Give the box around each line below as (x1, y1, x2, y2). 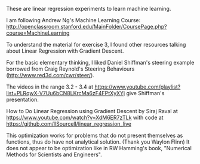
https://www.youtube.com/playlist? (94, 83, 181, 90)
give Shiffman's (126, 90, 165, 96)
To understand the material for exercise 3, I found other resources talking (6, 41, 186, 48)
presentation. (6, 96, 39, 103)
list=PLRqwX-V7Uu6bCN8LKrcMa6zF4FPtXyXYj (6, 90, 125, 96)
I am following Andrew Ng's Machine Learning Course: (6, 17, 141, 23)
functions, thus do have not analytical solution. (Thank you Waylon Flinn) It (6, 138, 190, 145)
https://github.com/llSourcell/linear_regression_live (6, 120, 131, 127)
